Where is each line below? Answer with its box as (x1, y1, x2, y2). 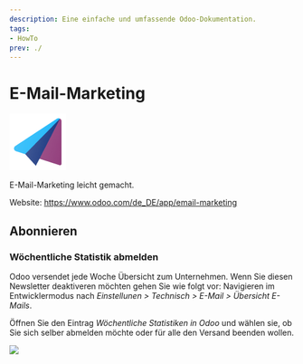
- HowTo (9, 34, 39, 43)
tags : (9, 24, 30, 34)
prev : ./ (9, 43, 43, 53)
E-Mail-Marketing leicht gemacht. (9, 179, 135, 190)
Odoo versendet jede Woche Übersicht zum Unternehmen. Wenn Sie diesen (9, 271, 293, 282)
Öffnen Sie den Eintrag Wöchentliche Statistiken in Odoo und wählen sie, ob (9, 317, 292, 328)
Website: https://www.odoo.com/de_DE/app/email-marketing (9, 197, 238, 208)
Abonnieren (9, 223, 78, 239)
